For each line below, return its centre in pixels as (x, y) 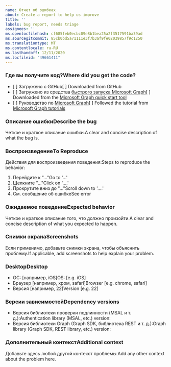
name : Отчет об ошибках (31, 10)
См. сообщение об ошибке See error (52, 194)
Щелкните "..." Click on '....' (41, 183)
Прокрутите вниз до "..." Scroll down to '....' (58, 188)
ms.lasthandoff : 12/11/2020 (35, 53)
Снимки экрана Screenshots (42, 237)
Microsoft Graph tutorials (39, 108)
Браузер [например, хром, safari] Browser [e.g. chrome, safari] (80, 283)
